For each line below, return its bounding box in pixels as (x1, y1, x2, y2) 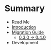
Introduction (11, 24, 36, 30)
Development (11, 39, 39, 45)
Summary (4, 3, 45, 14)
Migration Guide (11, 29, 44, 35)
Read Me (11, 19, 30, 25)
